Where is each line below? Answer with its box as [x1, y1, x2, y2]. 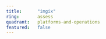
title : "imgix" [6, 8, 56, 14]
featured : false [6, 24, 51, 30]
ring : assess [6, 14, 54, 19]
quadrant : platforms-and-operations [6, 19, 100, 25]
